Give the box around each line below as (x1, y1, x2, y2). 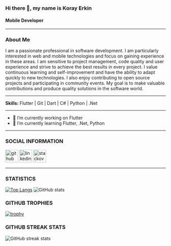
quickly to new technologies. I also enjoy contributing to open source (5, 75, 150, 81)
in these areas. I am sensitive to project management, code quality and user (5, 59, 164, 65)
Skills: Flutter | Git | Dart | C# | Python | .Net (5, 100, 98, 106)
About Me (5, 36, 31, 43)
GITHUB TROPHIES (5, 199, 53, 206)
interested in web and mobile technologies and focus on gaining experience (5, 53, 164, 59)
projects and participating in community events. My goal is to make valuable (5, 80, 165, 86)
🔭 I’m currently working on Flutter (12, 115, 83, 121)
